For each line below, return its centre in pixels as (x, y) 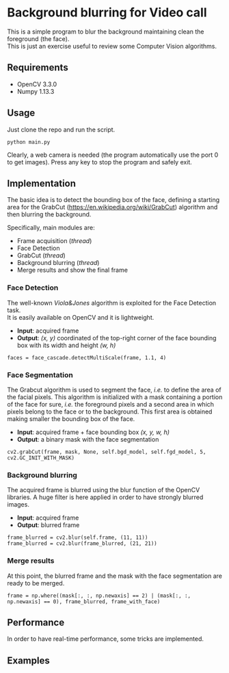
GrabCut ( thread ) (41, 255)
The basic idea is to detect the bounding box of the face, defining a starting (113, 200)
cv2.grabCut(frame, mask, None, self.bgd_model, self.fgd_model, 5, (107, 452)
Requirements (38, 67)
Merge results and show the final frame (72, 270)
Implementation (42, 183)
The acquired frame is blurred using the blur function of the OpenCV (104, 490)
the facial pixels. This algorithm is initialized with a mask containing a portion (115, 397)
